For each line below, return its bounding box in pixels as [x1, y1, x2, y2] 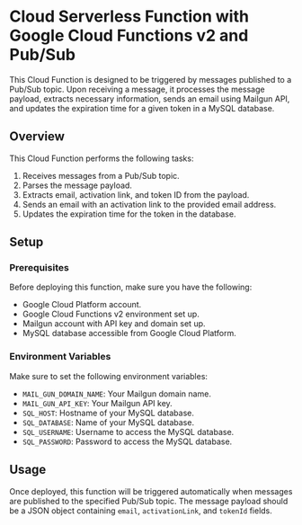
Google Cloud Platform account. [22, 299, 142, 310]
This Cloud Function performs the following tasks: [9, 153, 194, 164]
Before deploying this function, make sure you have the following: [9, 281, 253, 293]
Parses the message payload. [22, 180, 133, 191]
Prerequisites [9, 262, 69, 274]
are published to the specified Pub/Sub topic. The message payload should [9, 495, 289, 506]
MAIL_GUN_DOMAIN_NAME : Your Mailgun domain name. [22, 388, 211, 399]
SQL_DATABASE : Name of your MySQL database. [22, 416, 195, 428]
